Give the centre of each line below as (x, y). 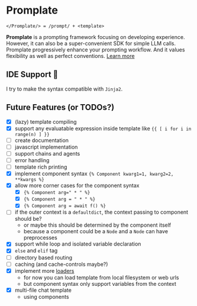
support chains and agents (47, 153)
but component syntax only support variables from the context (100, 284)
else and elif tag (36, 251)
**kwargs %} (29, 180)
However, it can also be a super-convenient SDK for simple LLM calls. (91, 43)
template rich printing (41, 167)
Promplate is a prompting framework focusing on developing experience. (96, 37)
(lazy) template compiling (46, 121)
